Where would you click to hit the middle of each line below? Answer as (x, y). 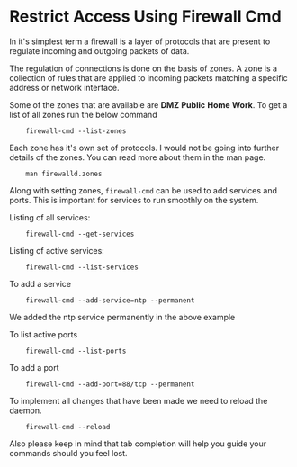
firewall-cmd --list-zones (76, 131)
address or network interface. (64, 87)
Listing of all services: (50, 217)
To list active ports (44, 334)
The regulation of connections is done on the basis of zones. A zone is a (143, 68)
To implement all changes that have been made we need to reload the (139, 400)
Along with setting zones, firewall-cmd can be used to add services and (143, 190)
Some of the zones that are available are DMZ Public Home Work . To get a (148, 104)
